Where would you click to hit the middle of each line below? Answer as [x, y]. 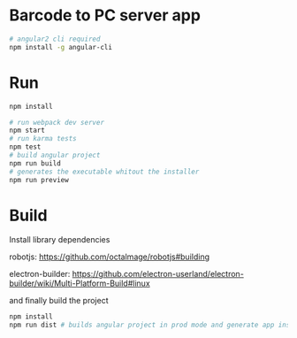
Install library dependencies [60, 240]
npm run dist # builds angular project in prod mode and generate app [142, 325]
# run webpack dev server [57, 122]
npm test [25, 147]
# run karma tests [43, 139]
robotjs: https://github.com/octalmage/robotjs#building [110, 257]
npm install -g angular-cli [61, 47]
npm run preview [39, 180]
